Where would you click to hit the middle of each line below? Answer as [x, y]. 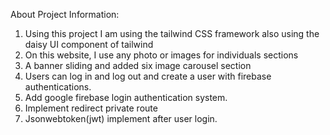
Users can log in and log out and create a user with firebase [148, 76]
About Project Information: [65, 14]
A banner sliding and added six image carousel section [138, 65]
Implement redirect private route [91, 108]
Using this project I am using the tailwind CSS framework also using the [172, 33]
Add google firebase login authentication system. [126, 97]
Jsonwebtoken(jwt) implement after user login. [121, 118]
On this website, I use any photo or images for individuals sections [161, 55]
